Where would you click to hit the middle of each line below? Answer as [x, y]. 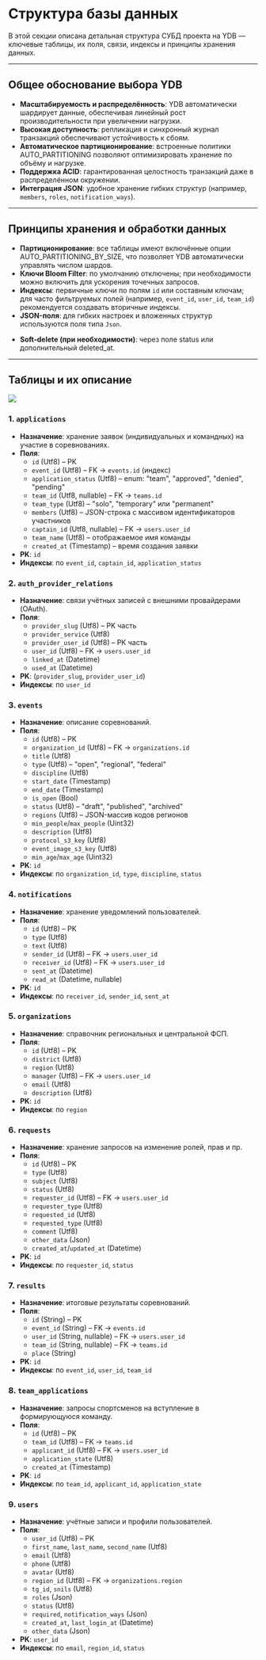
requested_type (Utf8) [67, 1223]
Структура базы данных [93, 14]
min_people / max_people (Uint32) [83, 823]
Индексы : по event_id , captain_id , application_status [110, 563]
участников [51, 521]
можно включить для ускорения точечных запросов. [110, 281]
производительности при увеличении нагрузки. [101, 120]
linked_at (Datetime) [66, 659]
